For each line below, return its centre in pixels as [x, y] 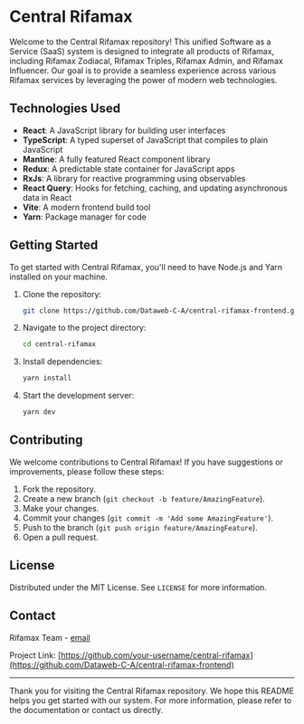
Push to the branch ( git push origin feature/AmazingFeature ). [140, 527]
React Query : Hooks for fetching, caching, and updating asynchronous [155, 188]
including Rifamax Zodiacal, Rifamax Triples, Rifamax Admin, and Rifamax [146, 61]
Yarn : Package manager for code [84, 216]
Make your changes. [61, 508]
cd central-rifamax [59, 344]
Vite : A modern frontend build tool [86, 207]
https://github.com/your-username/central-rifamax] [157, 655]
